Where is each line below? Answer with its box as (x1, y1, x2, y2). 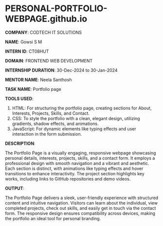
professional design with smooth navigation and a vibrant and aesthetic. (5, 160, 149, 166)
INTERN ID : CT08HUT (5, 48, 49, 54)
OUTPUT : (5, 185, 25, 191)
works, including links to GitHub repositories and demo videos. (5, 176, 131, 182)
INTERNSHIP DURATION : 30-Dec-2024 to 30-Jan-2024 (5, 67, 118, 73)
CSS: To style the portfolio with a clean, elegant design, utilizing (12, 115, 140, 121)
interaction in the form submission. (12, 131, 82, 137)
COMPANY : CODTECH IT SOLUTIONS (5, 29, 82, 35)
